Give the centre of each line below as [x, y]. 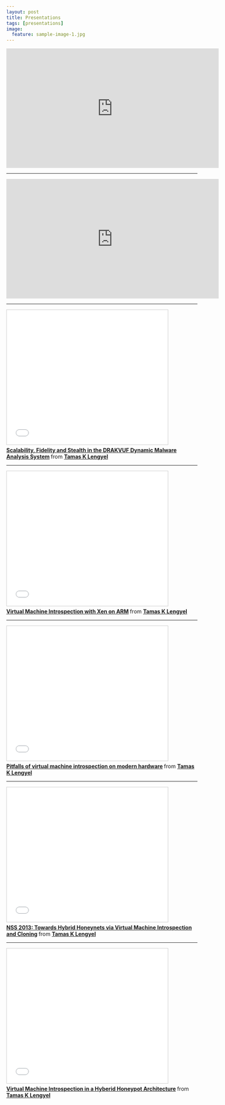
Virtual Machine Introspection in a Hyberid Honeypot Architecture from [98, 1089]
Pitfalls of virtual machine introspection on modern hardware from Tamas [100, 766]
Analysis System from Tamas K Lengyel [57, 457]
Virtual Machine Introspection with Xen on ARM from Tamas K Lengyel [97, 611]
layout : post [23, 12]
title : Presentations [34, 18]
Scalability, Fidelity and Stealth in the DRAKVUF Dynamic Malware [92, 450]
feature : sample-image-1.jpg [49, 35]
